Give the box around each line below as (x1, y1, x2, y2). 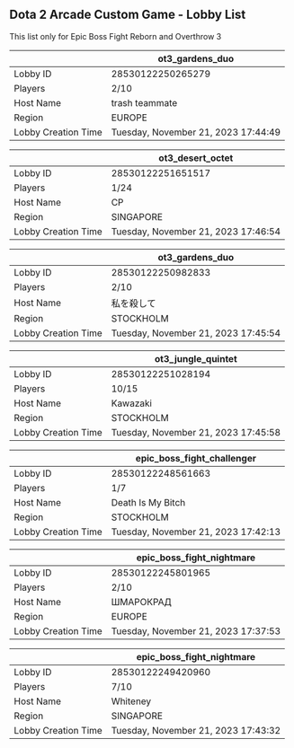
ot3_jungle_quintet (154, 352, 238, 365)
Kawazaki (111, 397, 153, 409)
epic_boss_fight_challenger (135, 452, 256, 464)
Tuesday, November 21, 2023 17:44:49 (111, 126, 281, 138)
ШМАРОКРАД (111, 595, 173, 608)
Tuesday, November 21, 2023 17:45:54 (111, 327, 281, 339)
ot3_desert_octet (158, 152, 234, 164)
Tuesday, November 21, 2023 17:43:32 (111, 724, 281, 736)
